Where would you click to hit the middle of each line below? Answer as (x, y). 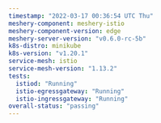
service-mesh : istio (43, 61)
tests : (19, 76)
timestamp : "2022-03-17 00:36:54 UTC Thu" (81, 16)
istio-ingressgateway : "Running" (72, 99)
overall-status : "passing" (54, 106)
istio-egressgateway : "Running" (70, 91)
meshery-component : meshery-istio (67, 23)
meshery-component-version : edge (65, 31)
